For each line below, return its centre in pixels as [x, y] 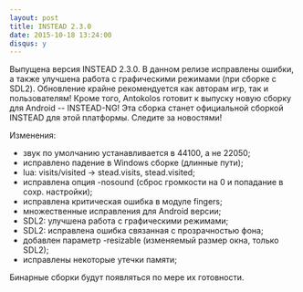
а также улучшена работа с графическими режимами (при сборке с [143, 79]
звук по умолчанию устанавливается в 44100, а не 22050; [136, 153]
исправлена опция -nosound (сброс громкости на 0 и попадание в [153, 182]
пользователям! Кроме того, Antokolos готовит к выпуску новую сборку [151, 99]
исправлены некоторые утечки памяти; [100, 260]
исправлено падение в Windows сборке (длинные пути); [133, 163]
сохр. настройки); [57, 192]
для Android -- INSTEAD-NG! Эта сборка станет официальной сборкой [147, 108]
